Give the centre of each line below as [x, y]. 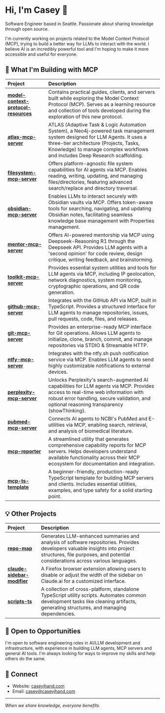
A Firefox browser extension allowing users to [94, 569]
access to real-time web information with [96, 392]
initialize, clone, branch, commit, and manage [100, 339]
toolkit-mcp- [24, 277]
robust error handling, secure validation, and [99, 398]
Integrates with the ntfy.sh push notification [98, 353]
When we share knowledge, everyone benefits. [53, 706]
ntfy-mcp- [21, 359]
